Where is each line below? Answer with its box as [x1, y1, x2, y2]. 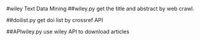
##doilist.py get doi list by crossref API [6, 17, 103, 23]
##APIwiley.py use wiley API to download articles [6, 28, 129, 35]
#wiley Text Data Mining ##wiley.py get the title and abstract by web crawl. [6, 5, 195, 12]
